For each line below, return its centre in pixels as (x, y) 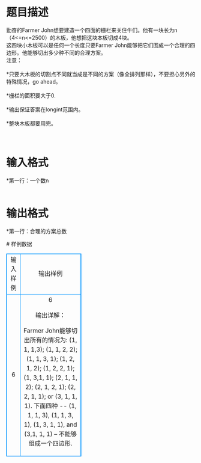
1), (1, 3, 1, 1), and (50, 425)
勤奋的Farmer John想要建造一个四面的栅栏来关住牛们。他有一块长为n (92, 30)
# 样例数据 (19, 244)
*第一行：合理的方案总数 (37, 231)
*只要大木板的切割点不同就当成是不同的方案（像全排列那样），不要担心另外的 (101, 74)
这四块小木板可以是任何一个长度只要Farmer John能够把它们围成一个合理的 (98, 45)
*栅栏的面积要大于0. (31, 95)
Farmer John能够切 (50, 330)
